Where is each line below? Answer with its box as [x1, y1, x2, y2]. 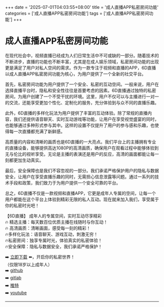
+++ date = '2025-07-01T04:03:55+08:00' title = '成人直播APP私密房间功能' [5, 4, 159, 10]
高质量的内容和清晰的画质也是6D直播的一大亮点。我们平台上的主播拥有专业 [5, 139, 156, 144]
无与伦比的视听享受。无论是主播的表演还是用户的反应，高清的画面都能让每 [5, 151, 155, 157]
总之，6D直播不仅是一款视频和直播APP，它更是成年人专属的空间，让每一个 [5, 190, 156, 196]
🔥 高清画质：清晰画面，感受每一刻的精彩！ [5, 225, 91, 231]
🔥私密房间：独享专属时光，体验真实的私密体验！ [5, 237, 102, 243]
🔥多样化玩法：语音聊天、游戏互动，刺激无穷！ [5, 231, 99, 237]
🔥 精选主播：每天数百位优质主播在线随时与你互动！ [5, 219, 108, 225]
